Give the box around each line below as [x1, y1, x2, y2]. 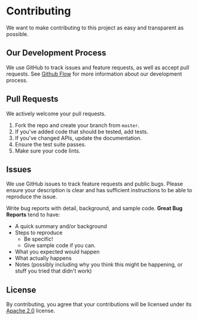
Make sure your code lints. [14, 147, 81, 154]
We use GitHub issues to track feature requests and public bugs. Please [6, 180, 184, 187]
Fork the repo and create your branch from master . [14, 121, 139, 128]
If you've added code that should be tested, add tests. [14, 128, 148, 135]
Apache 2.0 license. [6, 307, 56, 315]
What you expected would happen [14, 248, 100, 256]
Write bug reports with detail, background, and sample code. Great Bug [6, 205, 183, 212]
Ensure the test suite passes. [14, 140, 87, 148]
